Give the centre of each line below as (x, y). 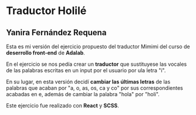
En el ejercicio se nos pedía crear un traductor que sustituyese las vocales (97, 64)
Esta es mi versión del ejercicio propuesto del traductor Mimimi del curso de (98, 46)
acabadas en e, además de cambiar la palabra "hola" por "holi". (83, 94)
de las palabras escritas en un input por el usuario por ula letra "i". (86, 70)
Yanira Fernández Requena (56, 33)
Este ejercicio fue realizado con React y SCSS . (62, 106)
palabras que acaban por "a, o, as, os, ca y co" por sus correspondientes (94, 88)
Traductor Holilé (46, 11)
